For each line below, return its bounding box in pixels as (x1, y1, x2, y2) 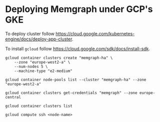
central (5, 94, 21, 99)
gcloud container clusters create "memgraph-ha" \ (5, 55, 113, 60)
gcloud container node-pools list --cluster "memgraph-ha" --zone (5, 77, 146, 82)
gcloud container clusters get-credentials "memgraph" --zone (5, 90, 137, 95)
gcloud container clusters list (5, 103, 72, 108)
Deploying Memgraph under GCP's (5, 3, 153, 15)
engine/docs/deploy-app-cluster (5, 36, 72, 42)
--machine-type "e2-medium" (14, 68, 72, 73)
